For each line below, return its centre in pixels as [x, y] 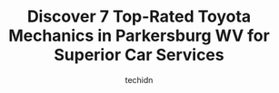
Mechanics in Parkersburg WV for [139, 36]
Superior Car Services [139, 55]
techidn [139, 79]
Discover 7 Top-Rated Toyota [139, 17]
